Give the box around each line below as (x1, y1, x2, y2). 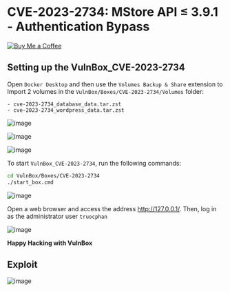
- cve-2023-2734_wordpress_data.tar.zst (7, 106, 125, 114)
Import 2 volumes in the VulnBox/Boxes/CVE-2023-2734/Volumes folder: (7, 87, 205, 95)
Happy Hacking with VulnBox (7, 239, 93, 247)
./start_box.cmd (7, 179, 54, 186)
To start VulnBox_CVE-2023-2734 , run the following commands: (7, 159, 181, 167)
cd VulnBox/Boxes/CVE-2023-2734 (7, 172, 100, 179)
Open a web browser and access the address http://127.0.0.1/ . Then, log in (7, 204, 217, 213)
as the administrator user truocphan (7, 212, 108, 220)
